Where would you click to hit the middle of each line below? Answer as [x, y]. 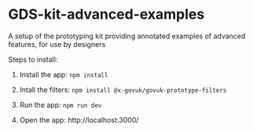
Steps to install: [33, 59]
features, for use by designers [57, 44]
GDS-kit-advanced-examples [106, 14]
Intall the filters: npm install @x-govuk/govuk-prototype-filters [123, 89]
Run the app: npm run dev [60, 105]
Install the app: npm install [64, 74]
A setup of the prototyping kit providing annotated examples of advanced [127, 36]
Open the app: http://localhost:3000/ [79, 120]
